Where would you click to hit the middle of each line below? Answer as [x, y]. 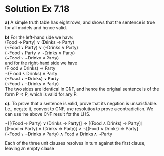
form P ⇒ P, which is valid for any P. [42, 94]
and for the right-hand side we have [41, 63]
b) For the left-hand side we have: [39, 37]
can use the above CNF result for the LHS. [48, 114]
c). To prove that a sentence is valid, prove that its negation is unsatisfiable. [81, 103]
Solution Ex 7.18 [37, 9]
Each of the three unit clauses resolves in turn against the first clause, [75, 143]
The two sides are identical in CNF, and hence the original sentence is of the [82, 89]
